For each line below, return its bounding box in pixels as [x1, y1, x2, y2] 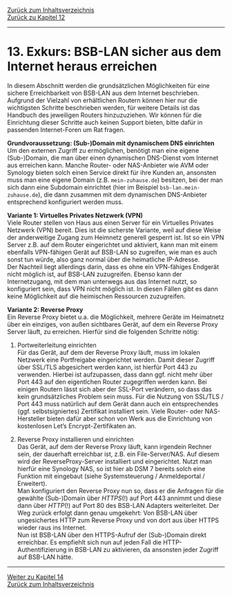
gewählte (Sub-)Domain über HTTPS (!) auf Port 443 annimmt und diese [17, 494, 222, 502]
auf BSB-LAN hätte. [17, 553, 74, 561]
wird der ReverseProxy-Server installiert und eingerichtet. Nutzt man [17, 457, 213, 466]
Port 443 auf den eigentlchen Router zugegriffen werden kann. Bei [17, 377, 207, 386]
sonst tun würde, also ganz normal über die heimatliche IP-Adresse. [7, 255, 200, 264]
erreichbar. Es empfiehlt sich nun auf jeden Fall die [17, 538, 162, 546]
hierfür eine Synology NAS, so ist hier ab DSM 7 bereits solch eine [17, 464, 206, 473]
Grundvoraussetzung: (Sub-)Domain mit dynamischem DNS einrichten [7, 138, 215, 147]
